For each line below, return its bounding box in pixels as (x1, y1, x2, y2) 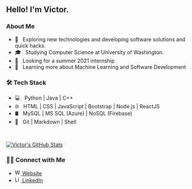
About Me (6, 22, 35, 31)
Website (22, 170, 42, 177)
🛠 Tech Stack (6, 78, 47, 87)
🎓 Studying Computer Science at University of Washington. (14, 48, 164, 55)
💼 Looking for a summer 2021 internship (14, 57, 115, 64)
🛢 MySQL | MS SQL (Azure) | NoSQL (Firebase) (14, 110, 133, 117)
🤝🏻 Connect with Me (6, 155, 66, 164)
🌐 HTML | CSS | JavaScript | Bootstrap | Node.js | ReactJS (14, 102, 160, 110)
